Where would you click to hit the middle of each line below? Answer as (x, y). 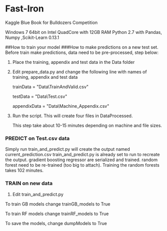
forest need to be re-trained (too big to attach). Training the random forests (82, 165)
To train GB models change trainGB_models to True (58, 204)
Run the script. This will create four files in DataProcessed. (73, 116)
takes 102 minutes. (24, 171)
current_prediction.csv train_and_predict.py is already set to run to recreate (83, 155)
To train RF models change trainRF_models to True (57, 214)
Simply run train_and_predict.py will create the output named (68, 149)
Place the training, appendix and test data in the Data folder (74, 62)
